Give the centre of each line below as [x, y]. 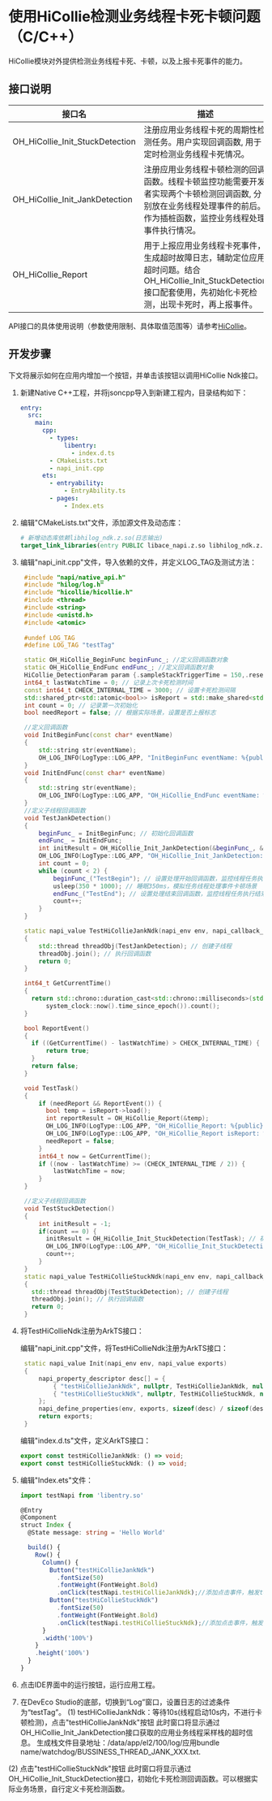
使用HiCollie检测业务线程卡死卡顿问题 [134, 17]
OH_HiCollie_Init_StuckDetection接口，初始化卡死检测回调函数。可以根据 [130, 1778]
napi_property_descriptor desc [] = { [102, 1379]
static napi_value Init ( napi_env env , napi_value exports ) [125, 1364]
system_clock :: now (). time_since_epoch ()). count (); [133, 1006]
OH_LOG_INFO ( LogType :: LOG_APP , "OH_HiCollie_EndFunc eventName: [149, 796]
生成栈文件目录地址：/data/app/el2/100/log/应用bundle [128, 1743]
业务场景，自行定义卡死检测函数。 [72, 1789]
